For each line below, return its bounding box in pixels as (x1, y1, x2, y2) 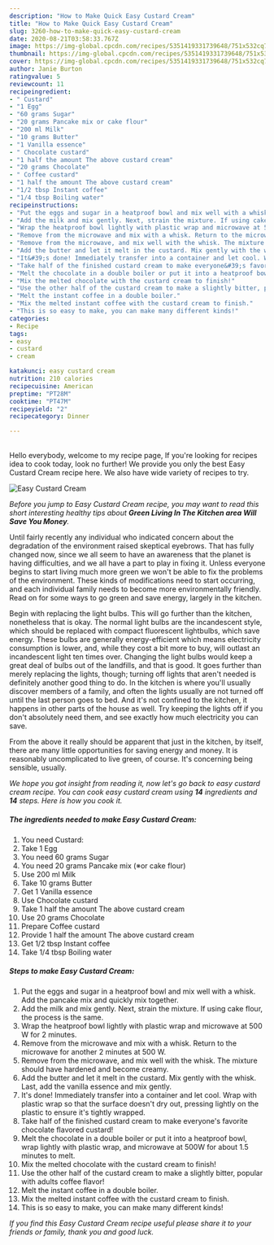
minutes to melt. (20, 1151, 76, 1160)
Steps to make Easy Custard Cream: (9, 966, 135, 976)
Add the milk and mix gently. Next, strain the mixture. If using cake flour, (20, 1004, 263, 1014)
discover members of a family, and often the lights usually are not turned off (9, 687, 264, 697)
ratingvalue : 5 (9, 72, 61, 81)
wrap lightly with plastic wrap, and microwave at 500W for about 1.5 (20, 1142, 249, 1152)
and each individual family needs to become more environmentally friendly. (9, 584, 262, 594)
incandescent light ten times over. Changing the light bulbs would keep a (9, 652, 253, 662)
